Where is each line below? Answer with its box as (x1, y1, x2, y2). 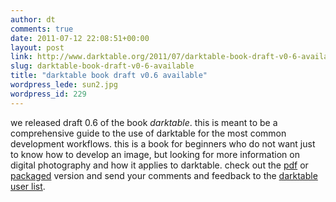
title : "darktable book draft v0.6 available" (10, 71, 208, 81)
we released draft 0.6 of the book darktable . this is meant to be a (10, 116, 278, 128)
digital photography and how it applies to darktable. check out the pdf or (10, 159, 309, 171)
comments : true (10, 24, 74, 34)
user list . (10, 180, 46, 192)
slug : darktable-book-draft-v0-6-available (10, 61, 195, 71)
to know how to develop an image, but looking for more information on (10, 148, 300, 160)
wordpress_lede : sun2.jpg (10, 80, 118, 90)
